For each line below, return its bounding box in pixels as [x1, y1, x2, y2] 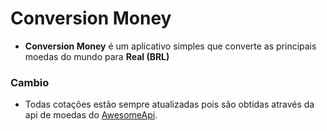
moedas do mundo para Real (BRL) [24, 50, 170, 62]
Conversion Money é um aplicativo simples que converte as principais [24, 40, 317, 52]
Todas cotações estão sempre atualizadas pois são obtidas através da [24, 98, 315, 111]
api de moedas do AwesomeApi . [24, 109, 158, 121]
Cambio [10, 75, 50, 89]
